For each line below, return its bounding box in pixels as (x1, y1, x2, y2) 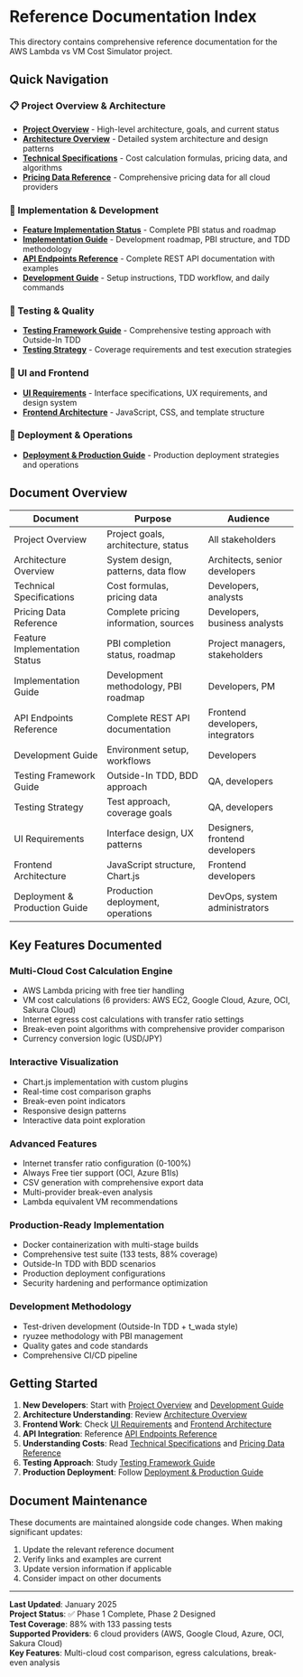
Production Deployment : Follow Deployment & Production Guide (22, 1466, 264, 1478)
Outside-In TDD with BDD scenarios (22, 1259, 156, 1269)
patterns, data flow (106, 565, 187, 577)
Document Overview (9, 485, 128, 501)
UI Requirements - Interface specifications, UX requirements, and (22, 387, 268, 398)
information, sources (106, 616, 195, 629)
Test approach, (106, 795, 171, 808)
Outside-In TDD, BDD (106, 769, 198, 782)
